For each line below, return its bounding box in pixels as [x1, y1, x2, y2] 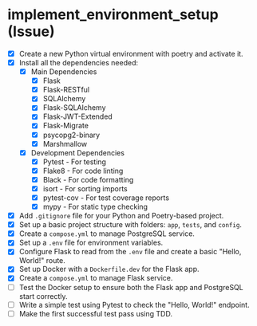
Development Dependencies [30, 147, 125, 157]
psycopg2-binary [42, 130, 101, 139]
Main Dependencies [30, 67, 97, 77]
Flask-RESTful [42, 85, 89, 95]
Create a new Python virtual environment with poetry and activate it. [18, 49, 244, 58]
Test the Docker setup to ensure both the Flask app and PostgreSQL [18, 282, 244, 292]
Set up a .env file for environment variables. [18, 238, 164, 248]
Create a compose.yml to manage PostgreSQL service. [18, 229, 195, 238]
